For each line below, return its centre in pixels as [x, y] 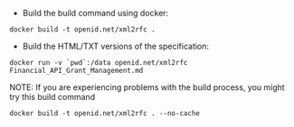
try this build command [52, 97]
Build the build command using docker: [95, 13]
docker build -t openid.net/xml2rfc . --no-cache [105, 113]
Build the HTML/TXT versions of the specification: [116, 46]
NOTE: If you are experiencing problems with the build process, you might [147, 87]
